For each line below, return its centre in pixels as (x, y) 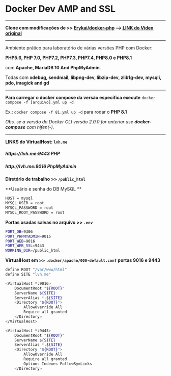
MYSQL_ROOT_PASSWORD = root (35, 212)
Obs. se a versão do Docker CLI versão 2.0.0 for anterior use (69, 122)
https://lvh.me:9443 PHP (33, 153)
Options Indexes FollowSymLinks (58, 364)
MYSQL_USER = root (25, 203)
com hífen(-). (40, 127)
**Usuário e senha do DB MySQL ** (44, 189)
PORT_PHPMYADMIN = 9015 (28, 236)
